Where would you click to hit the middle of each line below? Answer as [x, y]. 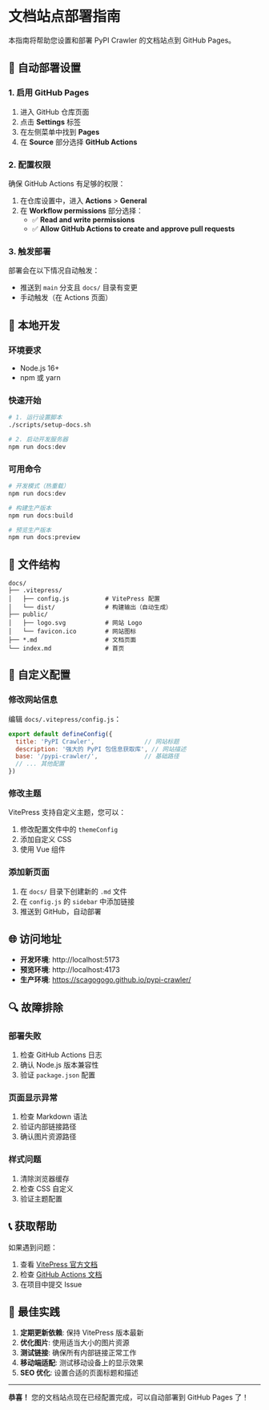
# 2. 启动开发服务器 [38, 439]
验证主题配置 [41, 1198]
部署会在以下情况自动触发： [54, 270]
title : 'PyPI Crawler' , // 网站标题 [98, 741]
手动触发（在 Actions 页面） [66, 298]
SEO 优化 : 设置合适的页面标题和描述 [79, 1373]
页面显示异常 [33, 1098]
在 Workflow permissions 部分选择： [82, 210]
